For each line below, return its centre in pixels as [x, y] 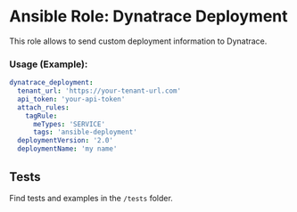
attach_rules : [43, 107]
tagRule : [41, 116]
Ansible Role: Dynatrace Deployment [148, 16]
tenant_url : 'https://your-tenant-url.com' [99, 91]
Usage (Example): [49, 64]
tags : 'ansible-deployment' [85, 132]
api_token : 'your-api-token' [71, 99]
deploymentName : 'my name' [67, 149]
